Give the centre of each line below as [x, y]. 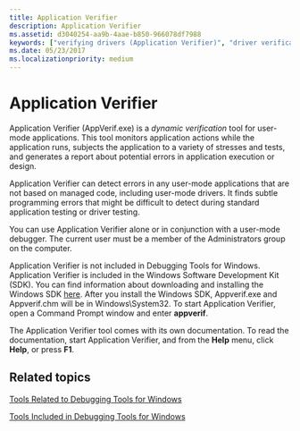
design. [23, 165]
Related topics [50, 378]
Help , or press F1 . [42, 349]
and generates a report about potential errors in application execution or [142, 156]
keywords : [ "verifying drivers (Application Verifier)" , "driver [133, 42]
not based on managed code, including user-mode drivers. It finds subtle [144, 192]
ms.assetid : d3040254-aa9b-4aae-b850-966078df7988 [105, 34]
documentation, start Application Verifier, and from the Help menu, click [142, 340]
